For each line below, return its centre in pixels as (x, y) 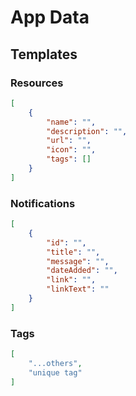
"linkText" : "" (78, 289)
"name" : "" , (71, 122)
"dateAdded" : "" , (82, 271)
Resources (37, 83)
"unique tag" (55, 372)
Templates (44, 54)
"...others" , (55, 363)
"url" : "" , (69, 141)
